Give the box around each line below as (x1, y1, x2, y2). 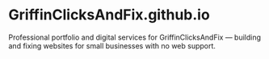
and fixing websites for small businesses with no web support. (8, 40, 216, 50)
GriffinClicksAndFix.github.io (8, 6, 210, 24)
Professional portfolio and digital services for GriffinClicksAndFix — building (8, 32, 261, 42)
